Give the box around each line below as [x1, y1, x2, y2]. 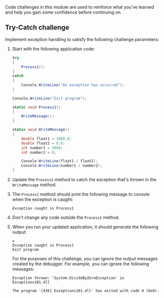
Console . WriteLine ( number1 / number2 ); [21, 163, 103, 168]
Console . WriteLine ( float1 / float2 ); [21, 159, 98, 164]
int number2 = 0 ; [21, 150, 57, 155]
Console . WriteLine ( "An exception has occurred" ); [21, 83, 124, 87]
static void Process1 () [12, 105, 61, 109]
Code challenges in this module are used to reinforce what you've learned [5, 4, 154, 10]
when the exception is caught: [12, 196, 73, 202]
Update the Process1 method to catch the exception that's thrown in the [12, 177, 157, 183]
